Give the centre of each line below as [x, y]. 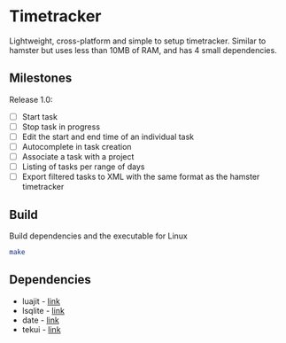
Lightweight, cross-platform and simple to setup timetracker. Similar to [138, 41]
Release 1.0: [31, 99]
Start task [39, 116]
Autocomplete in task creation [77, 146]
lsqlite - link [43, 310]
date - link [40, 320]
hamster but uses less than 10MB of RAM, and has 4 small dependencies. [143, 50]
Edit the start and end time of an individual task [108, 136]
